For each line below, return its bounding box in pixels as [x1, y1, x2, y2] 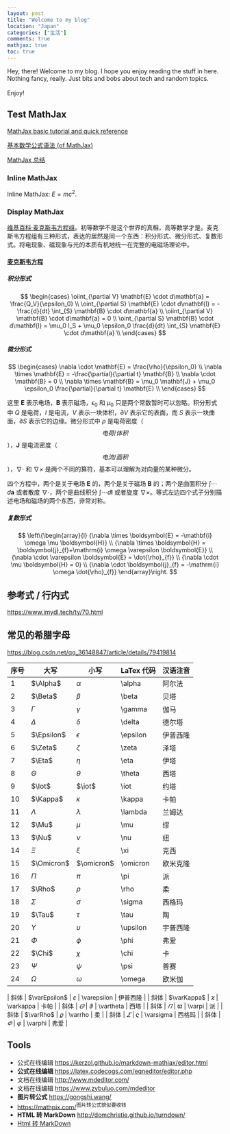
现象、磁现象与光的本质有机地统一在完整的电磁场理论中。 [30, 241, 193, 249]
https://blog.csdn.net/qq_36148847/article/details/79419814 [7, 648, 177, 656]
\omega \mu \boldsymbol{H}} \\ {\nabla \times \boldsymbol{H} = [23, 539, 206, 547]
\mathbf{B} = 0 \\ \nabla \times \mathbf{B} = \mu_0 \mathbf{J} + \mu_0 [14, 378, 216, 386]
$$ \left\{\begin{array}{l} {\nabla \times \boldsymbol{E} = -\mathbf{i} [18, 532, 212, 540]
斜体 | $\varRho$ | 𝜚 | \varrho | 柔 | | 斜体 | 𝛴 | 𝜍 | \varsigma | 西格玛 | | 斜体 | [7, 1010, 221, 1018]
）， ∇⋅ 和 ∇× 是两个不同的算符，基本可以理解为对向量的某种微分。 [7, 465, 195, 473]
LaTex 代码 [120, 665, 156, 675]
